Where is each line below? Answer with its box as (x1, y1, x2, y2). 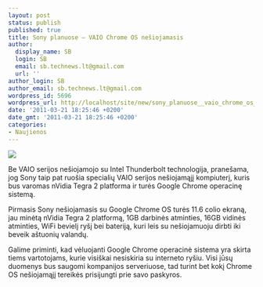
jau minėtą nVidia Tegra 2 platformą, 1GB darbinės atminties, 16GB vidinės (8, 213, 247, 222)
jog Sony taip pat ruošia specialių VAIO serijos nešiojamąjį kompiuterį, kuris (8, 173, 250, 182)
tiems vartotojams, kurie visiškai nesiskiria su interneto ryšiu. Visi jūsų (8, 252, 233, 263)
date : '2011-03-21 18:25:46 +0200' (8, 107, 124, 114)
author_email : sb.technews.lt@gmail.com (8, 84, 142, 93)
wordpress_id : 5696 (8, 92, 72, 100)
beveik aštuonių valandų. (8, 229, 88, 239)
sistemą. (8, 189, 35, 198)
